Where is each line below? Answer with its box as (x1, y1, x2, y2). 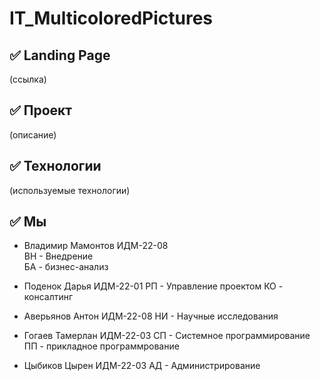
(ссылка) (9, 73, 47, 85)
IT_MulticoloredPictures (9, 7, 214, 30)
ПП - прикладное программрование (23, 340, 180, 352)
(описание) (9, 128, 57, 141)
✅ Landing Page (9, 47, 111, 64)
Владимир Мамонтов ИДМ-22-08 (23, 240, 169, 252)
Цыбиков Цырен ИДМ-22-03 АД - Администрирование (23, 360, 261, 372)
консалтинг (23, 291, 74, 303)
